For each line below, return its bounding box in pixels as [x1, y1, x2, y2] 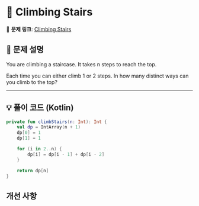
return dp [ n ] [17, 168, 49, 173]
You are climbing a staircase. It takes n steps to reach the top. [6, 60, 157, 67]
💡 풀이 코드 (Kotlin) [6, 103, 74, 113]
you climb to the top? [6, 78, 58, 85]
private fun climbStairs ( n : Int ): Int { [6, 118, 108, 125]
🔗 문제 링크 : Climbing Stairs [6, 25, 72, 33]
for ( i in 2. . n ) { [17, 146, 62, 152]
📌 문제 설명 [6, 44, 44, 55]
